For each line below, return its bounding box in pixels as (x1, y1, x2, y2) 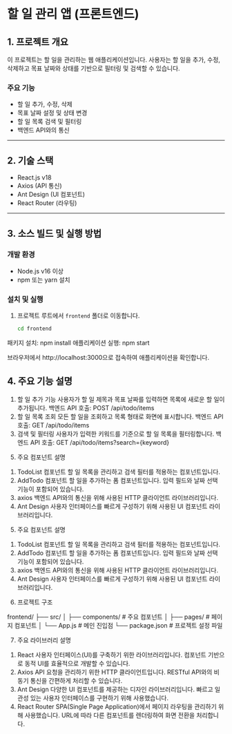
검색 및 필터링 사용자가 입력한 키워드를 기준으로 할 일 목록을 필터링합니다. (17, 429, 215, 438)
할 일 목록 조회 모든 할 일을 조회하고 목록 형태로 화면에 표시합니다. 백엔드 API (17, 412, 224, 421)
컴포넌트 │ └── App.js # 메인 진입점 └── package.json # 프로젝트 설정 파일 (14, 621, 223, 629)
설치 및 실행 (7, 294, 43, 304)
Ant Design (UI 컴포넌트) (17, 191, 85, 199)
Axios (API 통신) (17, 182, 62, 190)
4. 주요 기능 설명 (7, 376, 72, 387)
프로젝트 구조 (17, 598, 53, 606)
